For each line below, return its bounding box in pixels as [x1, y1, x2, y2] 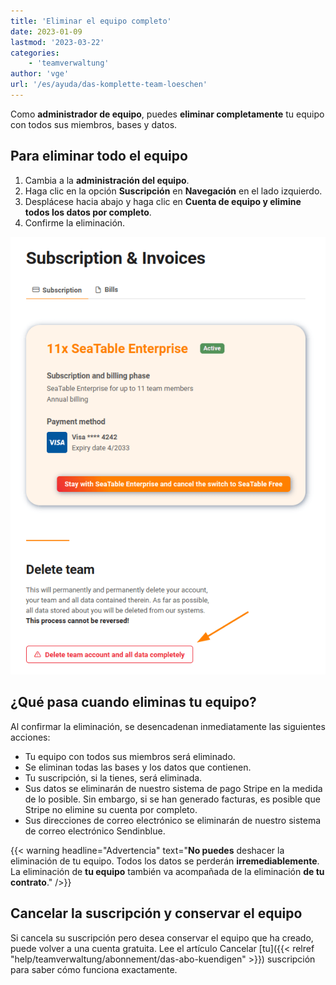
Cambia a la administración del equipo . [24, 174, 190, 186]
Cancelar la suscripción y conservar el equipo [10, 905, 303, 922]
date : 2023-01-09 [10, 26, 83, 37]
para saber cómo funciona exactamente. [10, 963, 178, 975]
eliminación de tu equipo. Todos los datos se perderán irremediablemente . [10, 855, 320, 867]
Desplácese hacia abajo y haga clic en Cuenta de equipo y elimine [24, 195, 302, 207]
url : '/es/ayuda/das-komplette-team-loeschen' [10, 80, 208, 90]
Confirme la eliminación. [24, 216, 126, 229]
